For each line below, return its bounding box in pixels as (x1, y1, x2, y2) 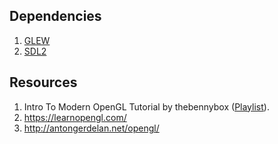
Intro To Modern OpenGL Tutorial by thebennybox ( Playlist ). (23, 100, 270, 113)
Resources (9, 74, 78, 91)
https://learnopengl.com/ (23, 111, 127, 123)
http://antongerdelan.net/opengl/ (23, 122, 160, 134)
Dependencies (9, 8, 102, 25)
